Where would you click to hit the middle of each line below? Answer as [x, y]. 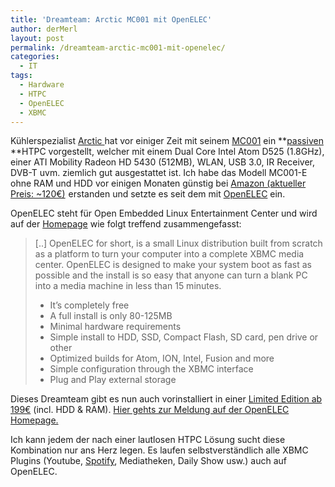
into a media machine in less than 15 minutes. [128, 286]
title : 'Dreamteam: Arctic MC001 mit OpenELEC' [111, 19]
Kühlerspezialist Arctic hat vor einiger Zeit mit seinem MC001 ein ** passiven [167, 141]
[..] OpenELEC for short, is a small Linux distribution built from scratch [178, 243]
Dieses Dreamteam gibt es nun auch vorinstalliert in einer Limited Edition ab [166, 399]
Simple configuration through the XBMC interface [151, 369]
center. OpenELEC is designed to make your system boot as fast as [173, 265]
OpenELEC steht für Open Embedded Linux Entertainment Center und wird [164, 213]
